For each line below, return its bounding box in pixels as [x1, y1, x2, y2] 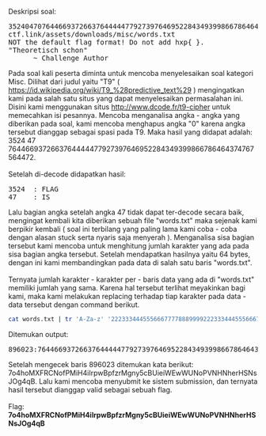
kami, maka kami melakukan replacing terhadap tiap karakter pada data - [8, 292, 247, 301]
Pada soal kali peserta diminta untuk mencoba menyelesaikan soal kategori [8, 69, 253, 78]
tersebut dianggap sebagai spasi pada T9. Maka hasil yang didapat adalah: [8, 127, 253, 137]
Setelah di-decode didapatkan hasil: [8, 169, 127, 179]
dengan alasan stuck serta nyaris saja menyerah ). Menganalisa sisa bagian [8, 233, 255, 242]
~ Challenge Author [32, 54, 109, 63]
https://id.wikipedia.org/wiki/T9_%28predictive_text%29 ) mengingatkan [8, 85, 245, 94]
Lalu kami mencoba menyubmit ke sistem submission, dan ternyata [39, 376, 258, 386]
